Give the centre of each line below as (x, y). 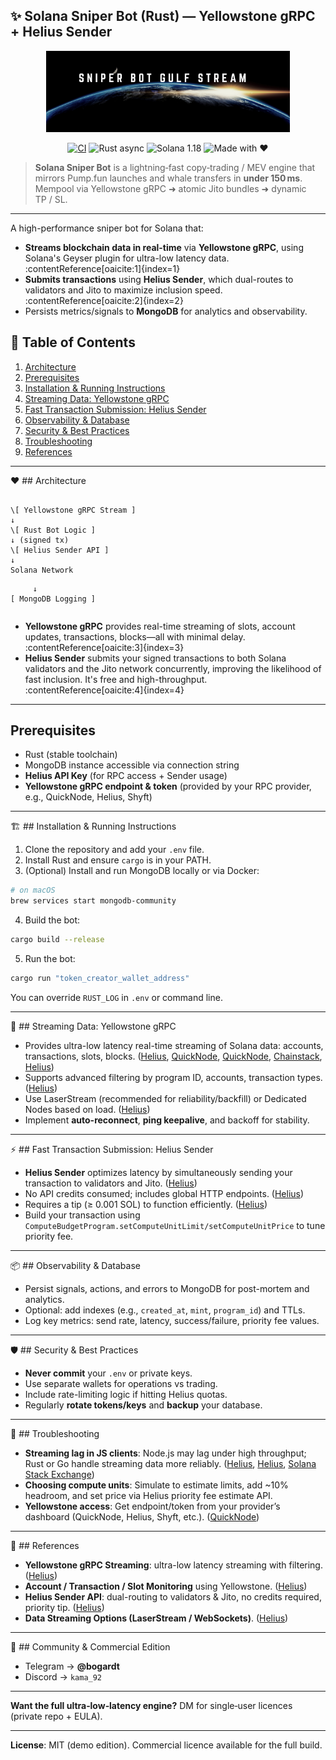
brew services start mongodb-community (93, 901)
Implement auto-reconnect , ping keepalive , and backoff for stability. (167, 1120)
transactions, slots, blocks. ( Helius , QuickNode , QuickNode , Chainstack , (173, 1056)
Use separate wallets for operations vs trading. (121, 1383)
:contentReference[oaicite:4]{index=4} (104, 690)
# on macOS (33, 890)
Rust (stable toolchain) (71, 755)
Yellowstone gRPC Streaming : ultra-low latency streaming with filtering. (173, 1565)
